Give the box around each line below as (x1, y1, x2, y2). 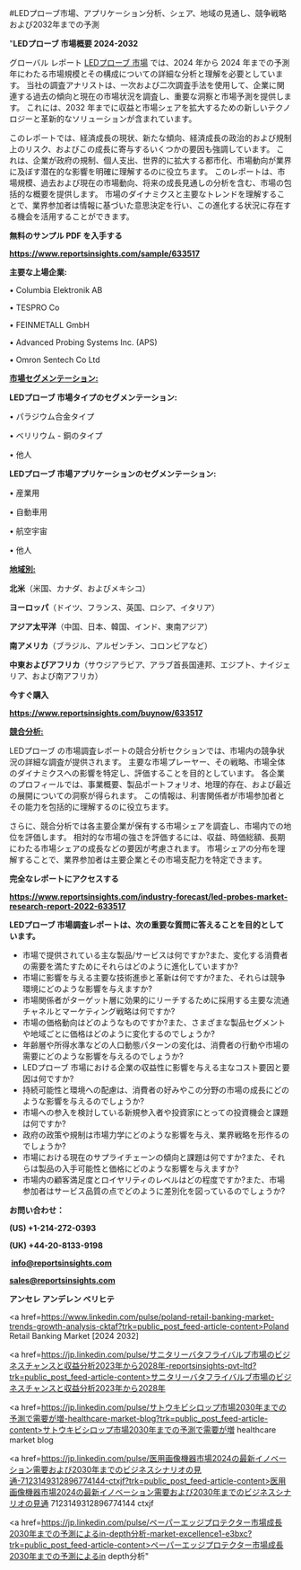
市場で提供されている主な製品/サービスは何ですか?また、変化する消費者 (21, 950, 288, 960)
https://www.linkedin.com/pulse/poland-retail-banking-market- (40, 1311, 275, 1322)
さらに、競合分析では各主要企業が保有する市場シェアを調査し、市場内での (9, 820, 284, 831)
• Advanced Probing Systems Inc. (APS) (9, 337, 159, 348)
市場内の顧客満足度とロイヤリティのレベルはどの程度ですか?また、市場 (21, 1175, 285, 1184)
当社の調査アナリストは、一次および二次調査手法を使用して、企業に (26, 80, 278, 90)
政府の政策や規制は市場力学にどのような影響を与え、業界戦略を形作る (21, 1130, 282, 1140)
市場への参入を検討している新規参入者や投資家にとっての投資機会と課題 (21, 1107, 289, 1117)
